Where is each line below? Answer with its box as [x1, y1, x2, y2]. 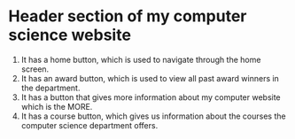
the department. [20, 82, 81, 93]
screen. [20, 64, 50, 74]
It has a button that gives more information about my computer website [20, 91, 281, 103]
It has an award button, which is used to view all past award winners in [20, 73, 280, 83]
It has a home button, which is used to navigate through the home [20, 54, 261, 65]
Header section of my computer [8, 6, 247, 27]
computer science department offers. [20, 120, 159, 130]
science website [8, 25, 132, 45]
